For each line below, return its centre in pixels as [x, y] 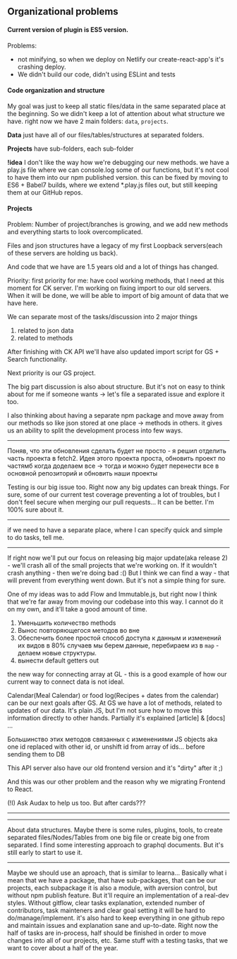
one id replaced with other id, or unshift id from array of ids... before [106, 747]
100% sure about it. [36, 510]
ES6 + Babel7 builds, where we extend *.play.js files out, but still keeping [113, 185]
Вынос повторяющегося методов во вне [78, 630]
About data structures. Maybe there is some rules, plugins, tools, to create [115, 830]
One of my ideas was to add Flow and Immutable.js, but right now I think [112, 594]
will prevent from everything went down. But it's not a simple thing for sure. [117, 580]
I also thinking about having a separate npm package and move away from [116, 415]
